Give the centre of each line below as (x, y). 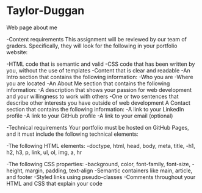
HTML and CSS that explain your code (54, 183)
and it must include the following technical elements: (72, 134)
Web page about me (32, 27)
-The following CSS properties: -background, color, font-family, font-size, (99, 164)
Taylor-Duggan (45, 11)
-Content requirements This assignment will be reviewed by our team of (97, 39)
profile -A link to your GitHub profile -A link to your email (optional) (90, 116)
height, (15, 170)
